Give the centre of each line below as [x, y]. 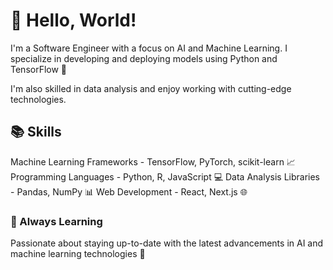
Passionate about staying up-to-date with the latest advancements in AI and [167, 243]
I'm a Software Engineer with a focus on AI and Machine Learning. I [149, 48]
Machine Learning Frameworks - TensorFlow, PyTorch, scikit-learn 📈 [153, 161]
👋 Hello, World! [73, 20]
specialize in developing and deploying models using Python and [144, 58]
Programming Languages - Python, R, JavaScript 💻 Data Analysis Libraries [165, 176]
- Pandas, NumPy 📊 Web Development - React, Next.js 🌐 [129, 191]
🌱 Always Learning [56, 221]
